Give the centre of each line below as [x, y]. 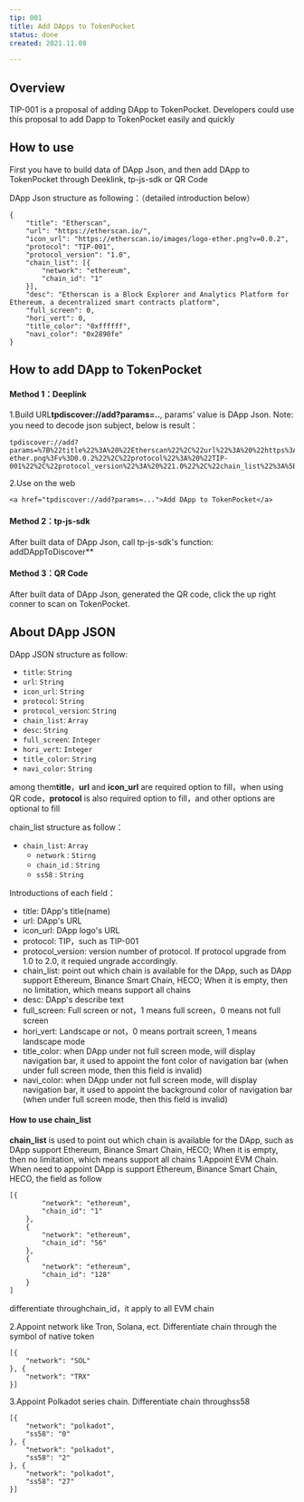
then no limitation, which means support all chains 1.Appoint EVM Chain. [144, 1159]
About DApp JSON [62, 633]
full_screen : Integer [62, 739]
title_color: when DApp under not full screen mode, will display [139, 1051]
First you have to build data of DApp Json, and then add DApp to [130, 170]
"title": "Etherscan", [68, 223]
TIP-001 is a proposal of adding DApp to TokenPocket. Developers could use [152, 110]
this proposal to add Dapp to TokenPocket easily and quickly [122, 120]
